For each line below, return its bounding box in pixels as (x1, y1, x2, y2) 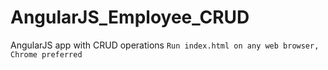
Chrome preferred (10, 49, 83, 60)
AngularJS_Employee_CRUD (10, 6, 250, 29)
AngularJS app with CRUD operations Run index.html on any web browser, (10, 39, 320, 51)
